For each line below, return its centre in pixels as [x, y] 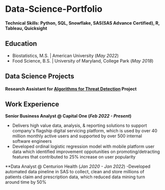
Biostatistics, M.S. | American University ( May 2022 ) [66, 56]
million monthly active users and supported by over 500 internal [77, 136]
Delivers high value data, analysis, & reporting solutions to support [80, 126]
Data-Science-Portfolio [54, 9]
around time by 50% [26, 182]
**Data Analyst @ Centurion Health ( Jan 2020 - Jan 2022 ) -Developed [78, 166]
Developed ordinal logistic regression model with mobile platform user [83, 147]
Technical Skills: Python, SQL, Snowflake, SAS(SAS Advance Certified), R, [82, 23]
